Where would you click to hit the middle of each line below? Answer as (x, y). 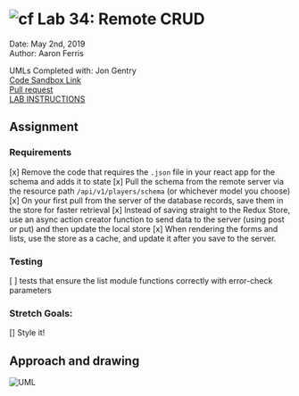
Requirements (41, 153)
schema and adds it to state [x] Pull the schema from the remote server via (146, 181)
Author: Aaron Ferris (47, 53)
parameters (30, 290)
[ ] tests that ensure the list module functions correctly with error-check (141, 280)
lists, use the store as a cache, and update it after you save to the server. (143, 238)
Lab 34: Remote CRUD (121, 19)
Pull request (31, 89)
